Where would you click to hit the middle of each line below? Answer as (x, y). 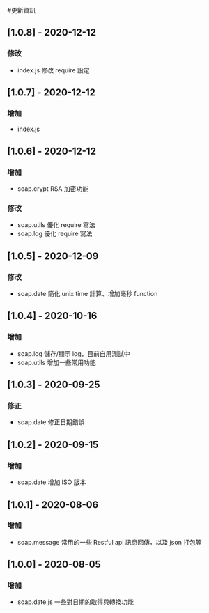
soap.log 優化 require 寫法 (55, 234)
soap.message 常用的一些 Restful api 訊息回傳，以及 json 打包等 (109, 542)
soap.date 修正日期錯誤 (51, 422)
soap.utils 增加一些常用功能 (56, 362)
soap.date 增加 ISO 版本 (52, 482)
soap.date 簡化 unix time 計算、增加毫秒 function (87, 294)
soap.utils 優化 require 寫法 (56, 225)
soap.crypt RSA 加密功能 (53, 189)
